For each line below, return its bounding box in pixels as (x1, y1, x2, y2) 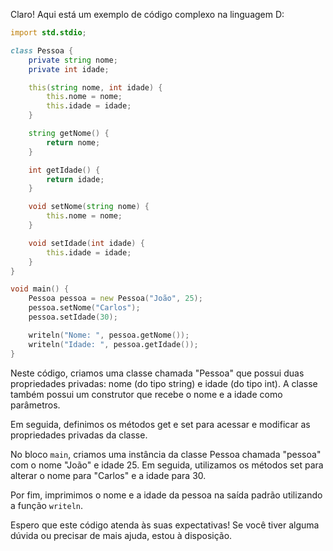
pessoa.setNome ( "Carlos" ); (28, 303, 141, 313)
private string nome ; (28, 55, 118, 65)
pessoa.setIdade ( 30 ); (28, 312, 118, 322)
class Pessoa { (10, 45, 74, 56)
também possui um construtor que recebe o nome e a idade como (10, 388, 283, 400)
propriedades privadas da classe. (10, 429, 148, 441)
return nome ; (46, 137, 101, 148)
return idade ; (46, 174, 105, 184)
